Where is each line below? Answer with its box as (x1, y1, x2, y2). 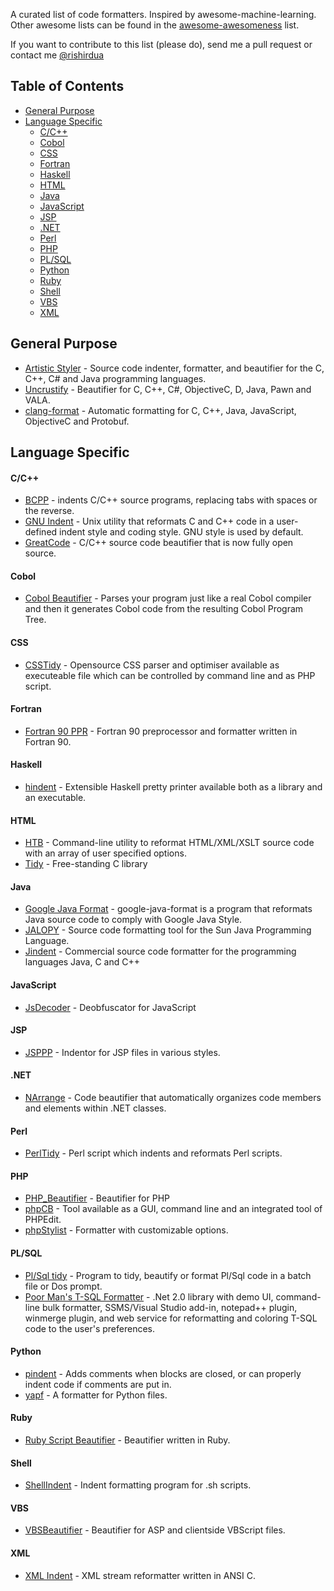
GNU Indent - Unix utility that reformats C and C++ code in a (24, 515, 275, 528)
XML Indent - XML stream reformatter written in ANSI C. (24, 1569, 256, 1581)
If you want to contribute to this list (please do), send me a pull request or (10, 39, 313, 50)
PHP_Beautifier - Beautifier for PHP (24, 1192, 171, 1204)
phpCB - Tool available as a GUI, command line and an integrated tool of (24, 1203, 323, 1215)
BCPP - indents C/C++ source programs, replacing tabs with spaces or (24, 494, 318, 506)
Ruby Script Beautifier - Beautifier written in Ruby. (24, 1434, 231, 1446)
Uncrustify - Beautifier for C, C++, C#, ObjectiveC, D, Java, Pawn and (24, 383, 312, 395)
